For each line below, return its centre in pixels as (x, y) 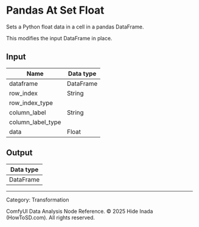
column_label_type (35, 122)
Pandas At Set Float (55, 10)
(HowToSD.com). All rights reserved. (51, 218)
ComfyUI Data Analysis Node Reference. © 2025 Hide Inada (80, 211)
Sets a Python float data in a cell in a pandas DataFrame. (75, 27)
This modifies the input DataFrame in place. (59, 38)
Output (19, 153)
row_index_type (31, 103)
